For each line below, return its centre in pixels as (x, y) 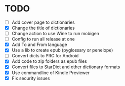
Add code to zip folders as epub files (49, 61)
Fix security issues (31, 78)
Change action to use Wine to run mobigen (55, 34)
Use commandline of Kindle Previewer (51, 73)
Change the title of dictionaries (43, 28)
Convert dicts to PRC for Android (45, 56)
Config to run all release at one (43, 39)
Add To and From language (39, 44)
